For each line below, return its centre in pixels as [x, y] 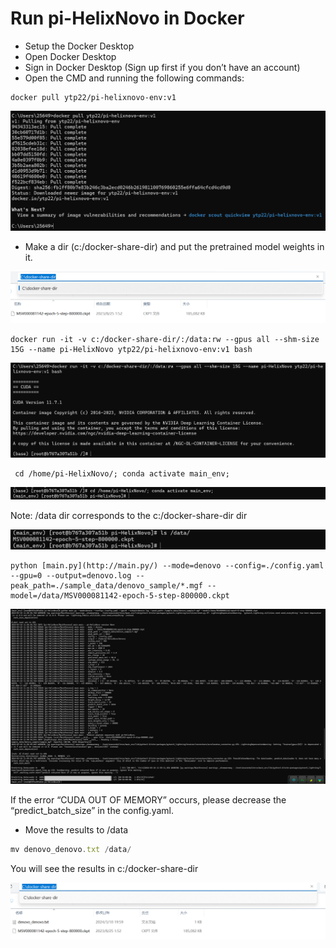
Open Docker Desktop [70, 56]
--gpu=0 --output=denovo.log [71, 576]
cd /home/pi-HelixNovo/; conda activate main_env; [122, 474]
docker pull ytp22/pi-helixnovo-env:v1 [93, 97]
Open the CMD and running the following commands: [134, 78]
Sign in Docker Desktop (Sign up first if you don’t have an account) [162, 67]
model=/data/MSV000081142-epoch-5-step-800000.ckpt [120, 596]
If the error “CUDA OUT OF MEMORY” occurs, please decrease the [148, 800]
